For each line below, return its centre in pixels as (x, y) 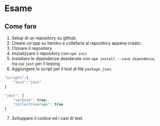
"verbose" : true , (31, 100)
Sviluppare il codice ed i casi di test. (47, 118)
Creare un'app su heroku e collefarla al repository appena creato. (77, 43)
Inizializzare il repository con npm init (49, 53)
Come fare (21, 26)
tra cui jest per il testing (36, 64)
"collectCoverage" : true (38, 105)
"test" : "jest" (27, 82)
